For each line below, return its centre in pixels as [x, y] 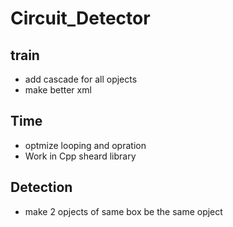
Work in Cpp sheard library [80, 156]
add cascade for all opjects [81, 79]
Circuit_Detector [80, 18]
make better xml [58, 90]
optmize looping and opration [85, 145]
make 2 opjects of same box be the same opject [123, 211]
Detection [41, 187]
